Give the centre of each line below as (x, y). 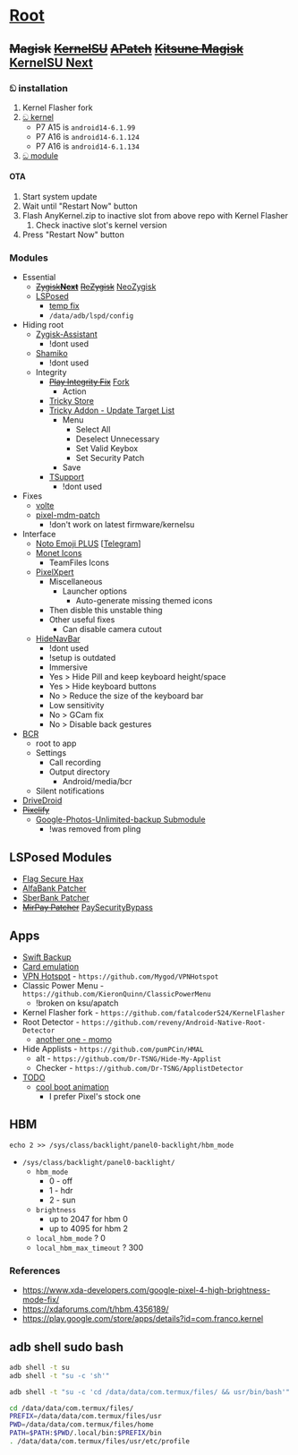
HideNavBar (58, 639)
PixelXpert (55, 572)
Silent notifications (70, 791)
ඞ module (40, 155)
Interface (39, 535)
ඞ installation (39, 88)
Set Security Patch (110, 458)
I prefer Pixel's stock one (95, 1096)
